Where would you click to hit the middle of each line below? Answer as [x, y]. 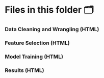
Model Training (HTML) [34, 57]
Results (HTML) [24, 70]
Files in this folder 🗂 [49, 10]
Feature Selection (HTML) [37, 43]
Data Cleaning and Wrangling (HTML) [52, 30]
